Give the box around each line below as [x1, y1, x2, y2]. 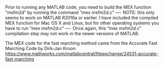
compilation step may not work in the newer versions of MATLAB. [5, 31, 140, 36]
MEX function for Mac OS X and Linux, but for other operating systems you [5, 20, 160, 26]
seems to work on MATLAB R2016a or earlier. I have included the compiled [5, 15, 159, 20]
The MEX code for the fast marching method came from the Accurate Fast [5, 40, 158, 46]
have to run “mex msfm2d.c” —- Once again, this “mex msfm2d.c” [5, 25, 142, 31]
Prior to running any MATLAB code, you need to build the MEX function [5, 4, 152, 10]
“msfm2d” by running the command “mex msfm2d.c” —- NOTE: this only [5, 9, 155, 15]
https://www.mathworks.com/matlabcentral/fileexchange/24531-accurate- [5, 51, 159, 57]
